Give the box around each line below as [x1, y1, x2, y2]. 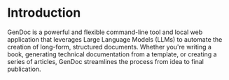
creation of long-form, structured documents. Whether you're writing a [7, 42, 212, 51]
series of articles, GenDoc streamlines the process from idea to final [7, 57, 204, 65]
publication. [7, 65, 41, 73]
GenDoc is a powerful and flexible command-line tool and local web [7, 28, 203, 36]
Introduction [7, 5, 81, 21]
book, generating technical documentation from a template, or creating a [7, 50, 217, 58]
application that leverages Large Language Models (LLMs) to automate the [7, 35, 223, 43]
